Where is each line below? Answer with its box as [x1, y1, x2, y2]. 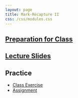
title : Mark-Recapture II [5, 12, 59, 17]
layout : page [5, 7, 32, 12]
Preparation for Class [5, 35, 73, 43]
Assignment [12, 87, 37, 93]
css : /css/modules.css [5, 16, 52, 21]
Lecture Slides [5, 52, 51, 60]
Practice [5, 69, 32, 77]
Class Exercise [12, 82, 43, 88]
